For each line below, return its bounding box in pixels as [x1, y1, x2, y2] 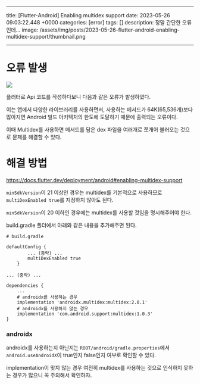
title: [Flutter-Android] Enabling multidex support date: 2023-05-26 [6, 12, 171, 18]
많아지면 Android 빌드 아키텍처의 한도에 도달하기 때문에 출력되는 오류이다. [6, 113, 178, 120]
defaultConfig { [6, 243, 46, 250]
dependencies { [6, 282, 44, 289]
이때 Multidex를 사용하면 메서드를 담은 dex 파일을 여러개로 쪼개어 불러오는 [6, 126, 179, 133]
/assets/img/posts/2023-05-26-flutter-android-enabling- [39, 26, 180, 33]
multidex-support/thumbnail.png [6, 33, 86, 40]
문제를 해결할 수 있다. [12, 133, 62, 141]
